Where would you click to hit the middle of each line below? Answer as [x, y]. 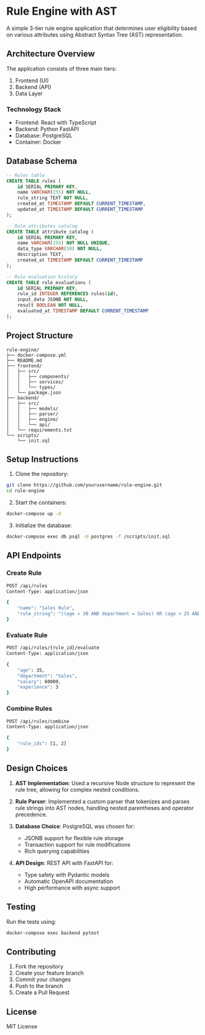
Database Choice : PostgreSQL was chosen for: [75, 826]
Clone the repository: [42, 474]
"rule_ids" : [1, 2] [42, 744]
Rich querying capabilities [57, 851]
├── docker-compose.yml [37, 355]
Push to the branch [39, 986]
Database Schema [42, 161]
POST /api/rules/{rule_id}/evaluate [53, 648]
